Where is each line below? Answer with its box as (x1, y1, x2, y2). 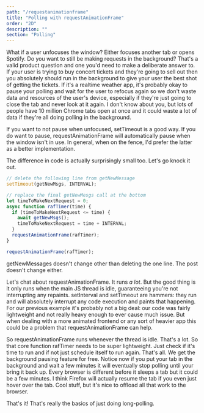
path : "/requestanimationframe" (6, 9, 89, 15)
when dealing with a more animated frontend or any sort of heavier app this (6, 317, 197, 325)
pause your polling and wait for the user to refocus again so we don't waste (6, 88, 197, 95)
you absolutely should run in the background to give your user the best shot (6, 75, 197, 82)
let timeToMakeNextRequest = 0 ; (6, 197, 89, 204)
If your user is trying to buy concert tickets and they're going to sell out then (6, 68, 199, 75)
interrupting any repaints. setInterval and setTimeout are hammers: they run (6, 291, 197, 298)
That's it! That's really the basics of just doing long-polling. (6, 400, 155, 407)
